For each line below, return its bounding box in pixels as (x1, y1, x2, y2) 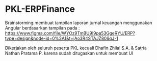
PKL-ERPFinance (5, 3, 75, 15)
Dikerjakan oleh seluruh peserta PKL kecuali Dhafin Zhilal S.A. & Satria (5, 45, 147, 51)
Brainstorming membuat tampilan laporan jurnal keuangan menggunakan (5, 20, 153, 26)
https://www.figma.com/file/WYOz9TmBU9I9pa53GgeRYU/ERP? (5, 30, 135, 36)
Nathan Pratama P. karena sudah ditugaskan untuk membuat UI (5, 50, 133, 56)
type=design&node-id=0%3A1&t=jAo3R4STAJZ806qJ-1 (5, 35, 119, 41)
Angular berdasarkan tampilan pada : (5, 25, 80, 30)
